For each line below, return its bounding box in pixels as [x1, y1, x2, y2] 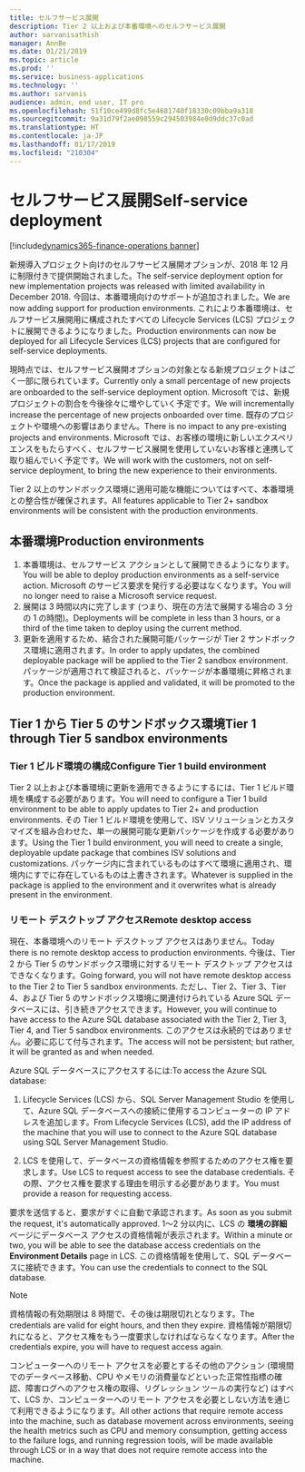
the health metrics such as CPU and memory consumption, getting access [9, 1426, 288, 1437]
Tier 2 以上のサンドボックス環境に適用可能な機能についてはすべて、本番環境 [9, 483, 294, 495]
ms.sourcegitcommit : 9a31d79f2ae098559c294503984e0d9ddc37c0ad [9, 114, 254, 123]
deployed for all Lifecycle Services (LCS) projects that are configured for [9, 335, 281, 346]
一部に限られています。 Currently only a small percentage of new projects [16, 375, 291, 386]
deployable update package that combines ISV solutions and [9, 848, 237, 859]
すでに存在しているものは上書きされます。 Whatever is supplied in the [33, 869, 293, 880]
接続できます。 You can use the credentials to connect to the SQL [25, 1262, 269, 1273]
